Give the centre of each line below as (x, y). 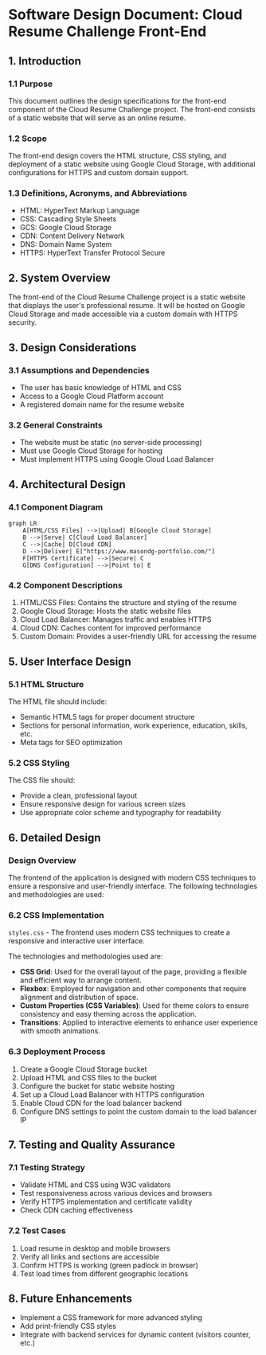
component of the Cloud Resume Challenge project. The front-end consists (132, 109)
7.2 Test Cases (37, 1231)
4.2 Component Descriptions (66, 585)
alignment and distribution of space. (79, 998)
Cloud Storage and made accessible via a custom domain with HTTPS (123, 314)
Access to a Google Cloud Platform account (92, 396)
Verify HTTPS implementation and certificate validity (106, 1202)
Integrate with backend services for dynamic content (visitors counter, (135, 1334)
